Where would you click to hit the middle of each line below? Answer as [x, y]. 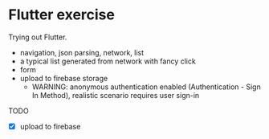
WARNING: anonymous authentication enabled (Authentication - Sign [146, 87]
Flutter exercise [61, 15]
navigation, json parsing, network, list [82, 52]
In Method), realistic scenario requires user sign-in [116, 95]
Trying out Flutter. [38, 37]
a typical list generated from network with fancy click [108, 61]
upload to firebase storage [64, 78]
